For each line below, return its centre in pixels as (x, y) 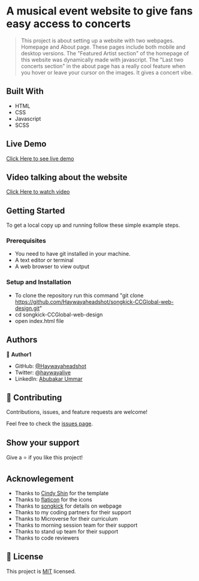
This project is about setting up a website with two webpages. (97, 40)
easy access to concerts (68, 24)
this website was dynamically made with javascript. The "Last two (102, 60)
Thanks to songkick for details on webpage (68, 506)
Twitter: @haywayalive (43, 372)
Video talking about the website (67, 177)
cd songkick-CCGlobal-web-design (59, 315)
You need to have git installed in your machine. (73, 254)
